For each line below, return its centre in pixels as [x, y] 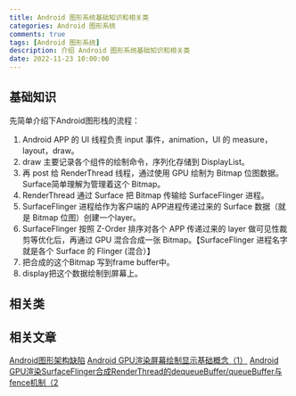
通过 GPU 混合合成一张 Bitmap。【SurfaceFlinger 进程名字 [182, 239]
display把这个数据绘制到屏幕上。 [82, 273]
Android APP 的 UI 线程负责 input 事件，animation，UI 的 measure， [147, 139]
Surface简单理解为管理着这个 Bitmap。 [94, 184]
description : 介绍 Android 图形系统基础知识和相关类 [99, 51]
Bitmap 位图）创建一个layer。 [86, 217]
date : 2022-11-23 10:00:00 [59, 59]
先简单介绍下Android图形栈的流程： [74, 120]
